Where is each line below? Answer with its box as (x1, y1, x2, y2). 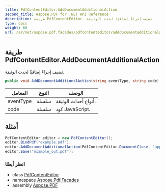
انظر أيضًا (5, 161, 25, 167)
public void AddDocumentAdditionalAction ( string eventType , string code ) (5, 78, 160, 83)
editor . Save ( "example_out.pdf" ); (5, 149, 74, 154)
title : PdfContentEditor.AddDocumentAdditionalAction (5, 7, 118, 12)
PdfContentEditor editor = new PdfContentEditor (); (5, 136, 113, 140)
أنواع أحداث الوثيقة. (55, 98, 96, 105)
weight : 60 (5, 26, 27, 30)
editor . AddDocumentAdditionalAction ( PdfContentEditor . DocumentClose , (5, 144, 151, 150)
